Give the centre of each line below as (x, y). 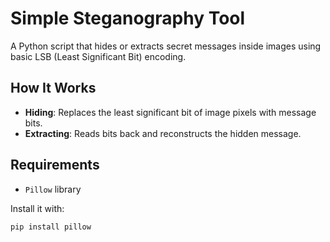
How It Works (53, 88)
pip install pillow (51, 227)
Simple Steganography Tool (128, 18)
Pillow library (53, 189)
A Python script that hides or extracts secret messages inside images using (166, 46)
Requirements (55, 165)
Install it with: (37, 208)
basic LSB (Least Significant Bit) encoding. (98, 56)
